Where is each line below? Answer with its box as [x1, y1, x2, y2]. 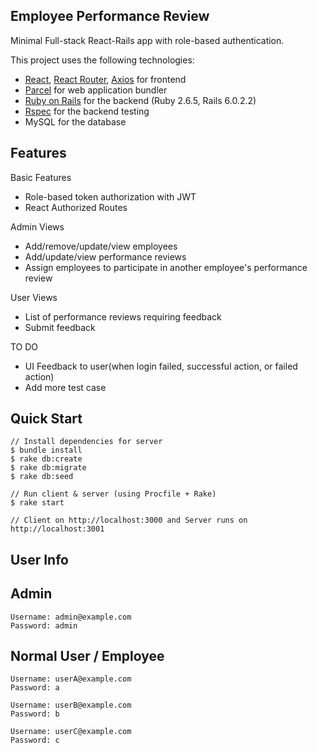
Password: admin [10, 620, 78, 631]
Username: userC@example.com [10, 727, 132, 737]
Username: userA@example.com [10, 674, 132, 684]
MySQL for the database [24, 115, 127, 128]
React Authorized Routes [24, 201, 128, 213]
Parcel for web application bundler [24, 84, 168, 96]
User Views [10, 291, 58, 303]
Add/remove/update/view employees [24, 240, 178, 252]
